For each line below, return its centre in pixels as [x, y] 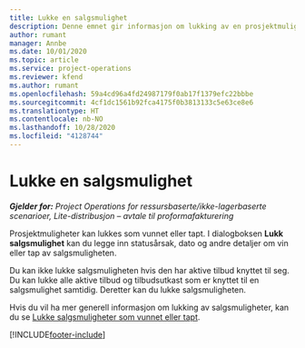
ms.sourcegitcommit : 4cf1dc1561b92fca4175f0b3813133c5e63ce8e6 [132, 102]
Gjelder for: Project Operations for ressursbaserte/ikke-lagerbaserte [138, 206]
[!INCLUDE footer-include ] [58, 334]
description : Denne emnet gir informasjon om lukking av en [126, 26]
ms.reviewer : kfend [46, 77]
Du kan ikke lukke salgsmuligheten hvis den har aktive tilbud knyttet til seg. [150, 270]
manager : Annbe [38, 43]
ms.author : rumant [44, 85]
